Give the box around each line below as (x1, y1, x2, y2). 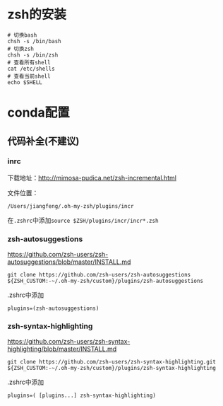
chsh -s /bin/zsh (7, 51, 59, 59)
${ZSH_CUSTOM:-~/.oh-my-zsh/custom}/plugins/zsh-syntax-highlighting (7, 365, 217, 372)
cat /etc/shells (7, 65, 55, 72)
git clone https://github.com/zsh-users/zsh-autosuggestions (7, 272, 191, 279)
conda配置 (7, 105, 70, 121)
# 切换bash (7, 31, 37, 39)
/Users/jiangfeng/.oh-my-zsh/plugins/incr (7, 202, 134, 209)
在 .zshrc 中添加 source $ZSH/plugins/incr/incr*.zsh (7, 216, 159, 224)
